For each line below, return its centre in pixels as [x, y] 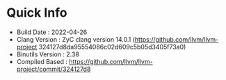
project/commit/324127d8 [54, 69]
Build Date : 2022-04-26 [52, 32]
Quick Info [37, 13]
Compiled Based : [42, 61]
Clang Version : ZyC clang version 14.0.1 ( [76, 39]
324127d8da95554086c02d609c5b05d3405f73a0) [112, 47]
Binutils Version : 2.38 [48, 54]
